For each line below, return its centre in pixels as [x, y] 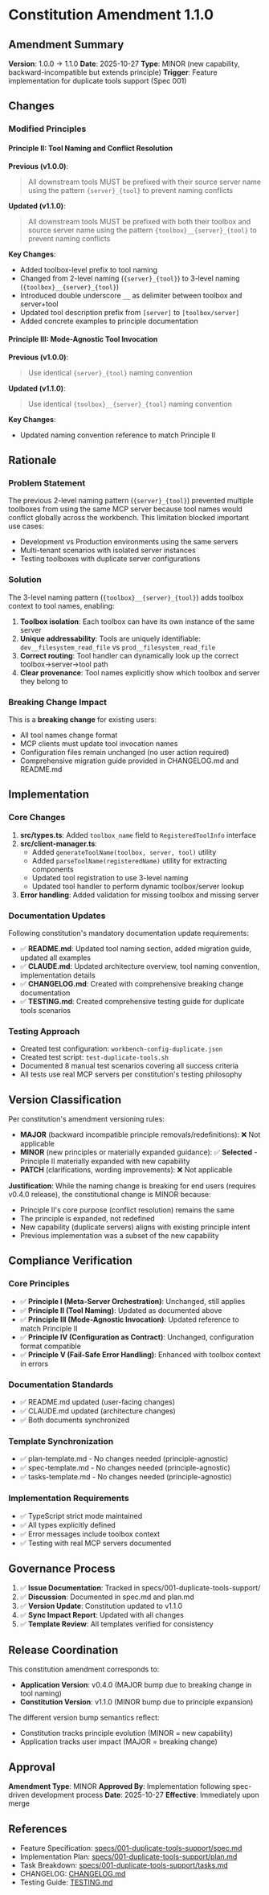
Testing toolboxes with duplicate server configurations [110, 559]
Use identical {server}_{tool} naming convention [110, 372]
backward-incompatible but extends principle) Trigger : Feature [113, 72]
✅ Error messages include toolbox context [90, 1534]
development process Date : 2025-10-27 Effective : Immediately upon [145, 1795]
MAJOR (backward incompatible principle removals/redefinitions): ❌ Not [140, 1134]
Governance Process [62, 1569]
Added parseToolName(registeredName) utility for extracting [129, 860]
